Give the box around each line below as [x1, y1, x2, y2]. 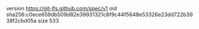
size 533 [38, 17, 60, 24]
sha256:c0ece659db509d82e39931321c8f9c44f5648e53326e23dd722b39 [6, 11, 193, 18]
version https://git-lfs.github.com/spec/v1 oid [6, 5, 117, 12]
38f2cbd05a [6, 17, 37, 24]
